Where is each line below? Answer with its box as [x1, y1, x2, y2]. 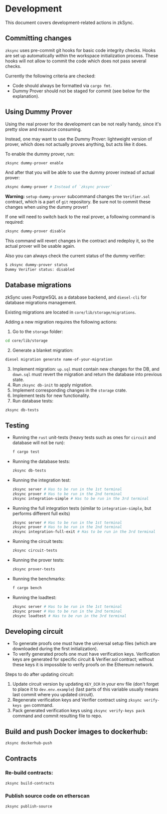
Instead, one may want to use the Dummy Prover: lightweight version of [5, 136, 152, 142]
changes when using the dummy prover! [5, 204, 88, 210]
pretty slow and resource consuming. [5, 126, 82, 132]
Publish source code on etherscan [5, 793, 90, 800]
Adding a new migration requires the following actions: [5, 319, 117, 325]
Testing [5, 421, 29, 429]
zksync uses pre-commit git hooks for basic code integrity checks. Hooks [5, 47, 156, 53]
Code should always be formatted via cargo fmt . [12, 82, 112, 88]
